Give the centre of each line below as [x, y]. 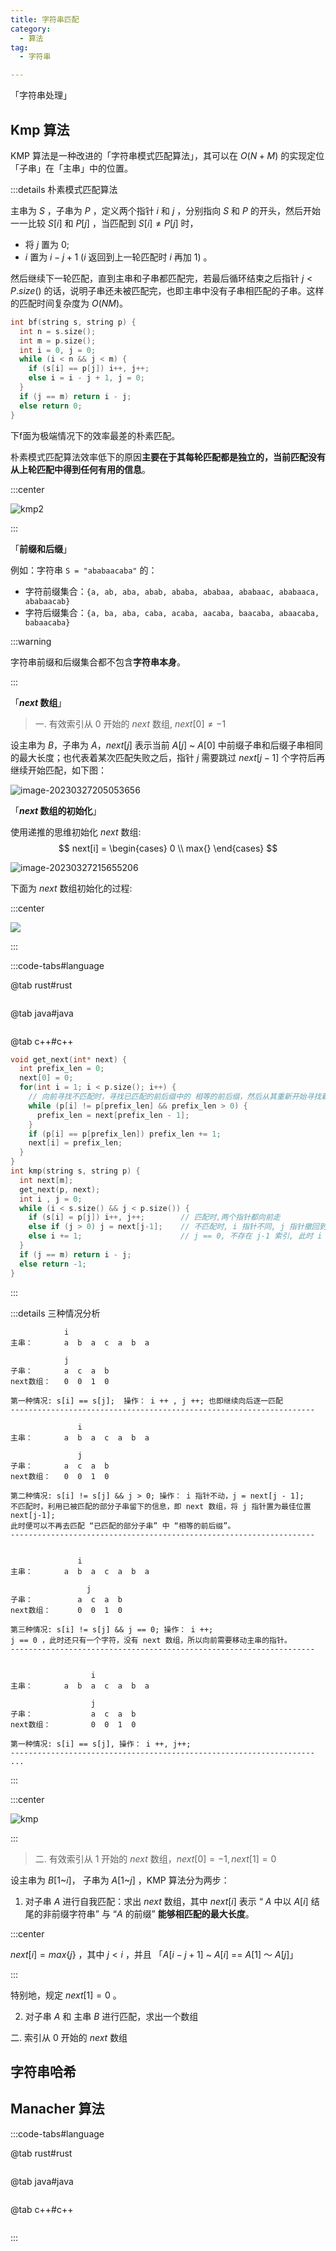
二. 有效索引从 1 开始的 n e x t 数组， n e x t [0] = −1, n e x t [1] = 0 [155, 1858]
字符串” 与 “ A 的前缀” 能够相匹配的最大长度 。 [161, 1913]
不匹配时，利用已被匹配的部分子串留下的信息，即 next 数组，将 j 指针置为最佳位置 [161, 1506]
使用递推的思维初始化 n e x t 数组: [76, 832]
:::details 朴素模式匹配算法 [64, 189]
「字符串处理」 [41, 95]
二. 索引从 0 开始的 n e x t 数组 [69, 2037]
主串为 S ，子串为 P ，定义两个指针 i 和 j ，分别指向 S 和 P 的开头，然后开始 [165, 210]
